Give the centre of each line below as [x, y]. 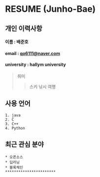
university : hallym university [36, 64]
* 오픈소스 [14, 157]
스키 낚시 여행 [42, 87]
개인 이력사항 [24, 28]
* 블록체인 [14, 167]
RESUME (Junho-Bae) [50, 9]
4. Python [15, 128]
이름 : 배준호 [17, 42]
